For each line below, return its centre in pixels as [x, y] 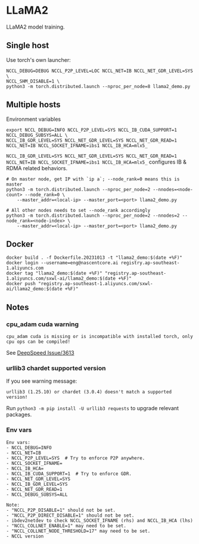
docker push [21, 284]
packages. [19, 415]
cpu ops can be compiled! [38, 342]
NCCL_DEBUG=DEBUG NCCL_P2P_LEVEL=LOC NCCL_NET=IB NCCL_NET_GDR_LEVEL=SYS [100, 71]
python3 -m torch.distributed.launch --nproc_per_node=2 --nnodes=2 [93, 215]
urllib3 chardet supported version [56, 368]
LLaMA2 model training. [35, 27]
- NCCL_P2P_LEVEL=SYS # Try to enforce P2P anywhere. [76, 458]
